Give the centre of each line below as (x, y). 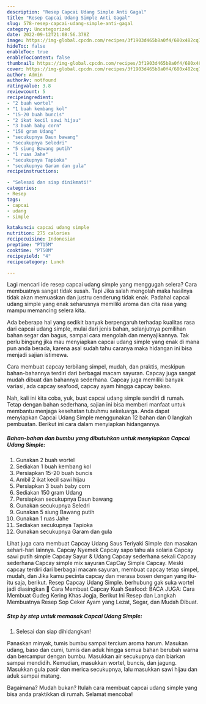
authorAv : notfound (32, 80)
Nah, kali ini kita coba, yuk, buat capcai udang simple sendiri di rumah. (96, 398)
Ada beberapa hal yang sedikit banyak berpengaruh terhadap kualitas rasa (101, 323)
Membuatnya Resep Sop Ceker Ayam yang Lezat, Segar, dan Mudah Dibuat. (103, 602)
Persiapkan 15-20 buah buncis (54, 473)
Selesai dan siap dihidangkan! (53, 632)
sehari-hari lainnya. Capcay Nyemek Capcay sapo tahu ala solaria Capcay (100, 550)
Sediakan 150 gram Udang (49, 493)
